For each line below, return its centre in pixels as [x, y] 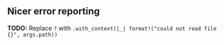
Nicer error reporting [54, 11]
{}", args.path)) [33, 35]
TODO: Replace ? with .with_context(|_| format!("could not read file [112, 28]
